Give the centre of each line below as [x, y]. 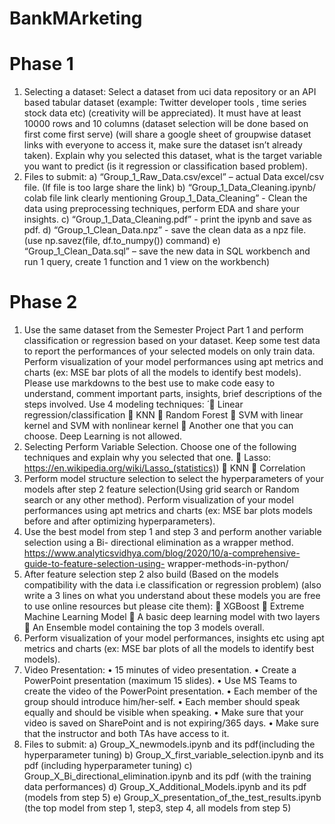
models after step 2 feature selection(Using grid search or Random [161, 489]
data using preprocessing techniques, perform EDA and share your [161, 209]
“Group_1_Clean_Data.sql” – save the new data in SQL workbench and [167, 251]
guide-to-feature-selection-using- [94, 564]
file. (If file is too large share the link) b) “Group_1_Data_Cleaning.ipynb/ [170, 188]
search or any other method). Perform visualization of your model [158, 500]
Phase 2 [43, 302]
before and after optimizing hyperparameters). [119, 521]
